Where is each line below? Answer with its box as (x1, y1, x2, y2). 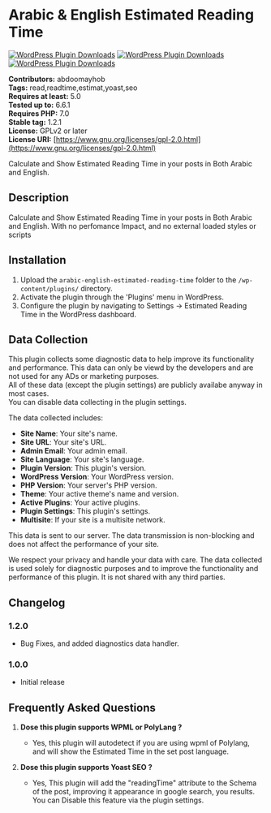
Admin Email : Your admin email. (19, 446, 128, 456)
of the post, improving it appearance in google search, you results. (32, 787, 256, 797)
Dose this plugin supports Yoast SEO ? (19, 763, 153, 772)
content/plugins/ (19, 285, 80, 293)
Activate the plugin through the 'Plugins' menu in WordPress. (19, 292, 225, 302)
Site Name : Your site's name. (19, 428, 118, 439)
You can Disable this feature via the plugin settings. (32, 795, 204, 805)
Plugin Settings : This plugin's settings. (19, 506, 151, 516)
